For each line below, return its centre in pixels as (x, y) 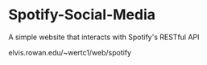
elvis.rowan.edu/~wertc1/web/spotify (70, 52)
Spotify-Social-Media (82, 15)
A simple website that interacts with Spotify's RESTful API (104, 37)
